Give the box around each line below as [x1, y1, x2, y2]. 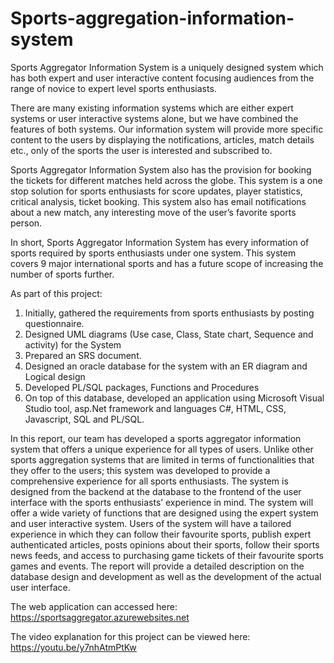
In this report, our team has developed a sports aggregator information [10, 432, 302, 444]
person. [10, 217, 43, 229]
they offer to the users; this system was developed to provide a [10, 464, 271, 476]
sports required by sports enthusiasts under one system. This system [10, 247, 297, 259]
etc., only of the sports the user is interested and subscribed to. [10, 144, 273, 156]
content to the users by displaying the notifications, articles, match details [10, 133, 315, 146]
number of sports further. [10, 268, 115, 280]
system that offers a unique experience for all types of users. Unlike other [10, 443, 314, 455]
